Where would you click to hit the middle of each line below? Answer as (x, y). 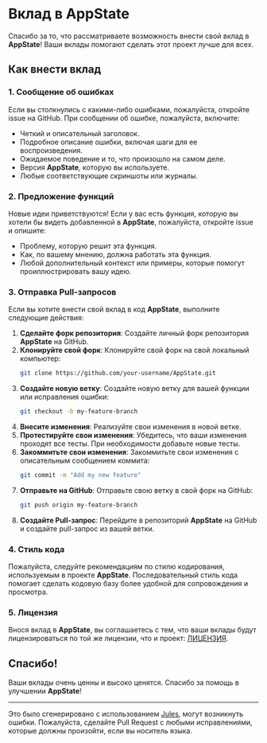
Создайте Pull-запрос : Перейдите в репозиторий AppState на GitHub (138, 520)
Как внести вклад (55, 70)
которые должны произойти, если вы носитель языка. (101, 731)
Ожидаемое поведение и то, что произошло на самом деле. (122, 158)
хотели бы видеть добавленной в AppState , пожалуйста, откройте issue (131, 222)
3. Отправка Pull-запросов (62, 291)
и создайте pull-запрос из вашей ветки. (87, 528)
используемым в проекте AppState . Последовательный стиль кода (123, 575)
